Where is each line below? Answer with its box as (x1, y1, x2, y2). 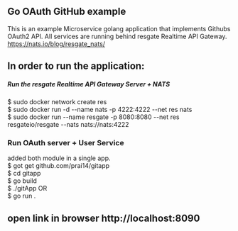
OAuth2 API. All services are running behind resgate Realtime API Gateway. (7, 32, 227, 40)
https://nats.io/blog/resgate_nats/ (7, 39, 105, 48)
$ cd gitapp (7, 169, 41, 178)
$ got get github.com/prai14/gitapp (7, 162, 110, 170)
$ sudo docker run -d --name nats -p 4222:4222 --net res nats (7, 106, 193, 114)
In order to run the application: (7, 60, 145, 72)
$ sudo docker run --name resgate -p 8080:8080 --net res (7, 113, 180, 121)
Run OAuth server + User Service (7, 138, 124, 148)
